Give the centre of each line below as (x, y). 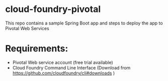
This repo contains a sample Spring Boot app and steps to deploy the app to (84, 23)
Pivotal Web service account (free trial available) (63, 62)
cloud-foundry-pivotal (53, 9)
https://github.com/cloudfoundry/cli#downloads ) (64, 73)
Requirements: (37, 49)
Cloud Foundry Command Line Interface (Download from (71, 67)
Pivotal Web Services (27, 28)
